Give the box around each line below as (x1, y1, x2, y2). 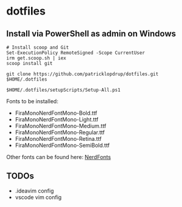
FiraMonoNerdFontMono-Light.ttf (15, 116, 99, 123)
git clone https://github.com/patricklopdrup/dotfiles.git (6, 71, 159, 77)
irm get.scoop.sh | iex (6, 55, 67, 61)
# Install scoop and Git (6, 44, 69, 50)
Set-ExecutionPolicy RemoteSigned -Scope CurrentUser (6, 50, 146, 56)
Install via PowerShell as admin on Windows (6, 29, 177, 39)
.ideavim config (15, 187, 55, 194)
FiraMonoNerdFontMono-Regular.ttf (15, 129, 105, 136)
